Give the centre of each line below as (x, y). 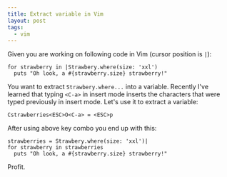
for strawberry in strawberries (55, 148)
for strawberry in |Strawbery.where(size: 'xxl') (83, 67)
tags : (15, 27)
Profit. (16, 167)
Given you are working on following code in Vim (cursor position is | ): (110, 54)
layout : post (27, 21)
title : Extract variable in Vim (55, 14)
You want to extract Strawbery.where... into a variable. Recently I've (108, 87)
